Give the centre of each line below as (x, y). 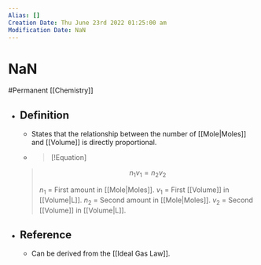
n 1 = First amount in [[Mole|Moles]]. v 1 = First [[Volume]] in (134, 191)
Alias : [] (24, 15)
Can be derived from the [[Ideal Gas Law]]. (101, 254)
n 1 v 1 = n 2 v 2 (148, 173)
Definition (44, 115)
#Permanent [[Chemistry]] (51, 90)
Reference (46, 235)
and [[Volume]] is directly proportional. (94, 143)
